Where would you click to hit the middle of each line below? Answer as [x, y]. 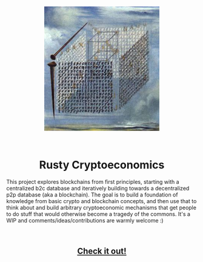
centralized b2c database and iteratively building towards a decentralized [98, 188]
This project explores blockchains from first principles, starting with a [93, 181]
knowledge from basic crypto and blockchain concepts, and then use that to [101, 201]
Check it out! [102, 251]
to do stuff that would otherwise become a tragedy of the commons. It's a [98, 214]
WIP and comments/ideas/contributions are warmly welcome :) [85, 220]
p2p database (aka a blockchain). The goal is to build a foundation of [92, 195]
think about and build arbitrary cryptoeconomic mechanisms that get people [101, 207]
